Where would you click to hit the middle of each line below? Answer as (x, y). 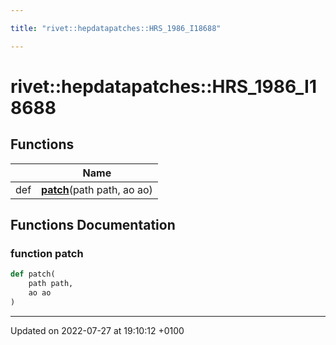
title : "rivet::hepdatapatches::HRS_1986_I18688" (116, 28)
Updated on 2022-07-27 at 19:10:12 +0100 (97, 330)
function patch (47, 253)
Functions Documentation (93, 225)
